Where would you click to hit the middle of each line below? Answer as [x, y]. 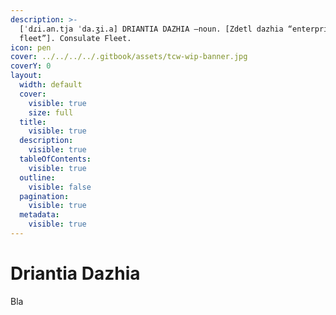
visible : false [60, 187]
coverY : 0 [31, 66]
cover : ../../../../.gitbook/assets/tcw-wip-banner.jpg [129, 57]
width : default [51, 85]
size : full [51, 112]
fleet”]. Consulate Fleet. [75, 38]
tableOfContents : [55, 159]
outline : [37, 177]
